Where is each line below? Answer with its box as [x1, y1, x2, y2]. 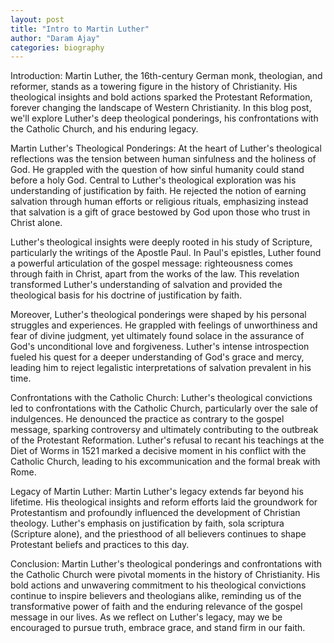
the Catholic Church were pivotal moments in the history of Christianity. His [10, 569, 321, 581]
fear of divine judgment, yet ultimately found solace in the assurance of [10, 330, 305, 342]
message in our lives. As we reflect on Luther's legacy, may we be [10, 611, 283, 623]
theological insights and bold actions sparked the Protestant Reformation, [10, 91, 313, 103]
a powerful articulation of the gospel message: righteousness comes [10, 257, 293, 270]
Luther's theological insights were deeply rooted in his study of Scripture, [10, 236, 313, 248]
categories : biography [10, 42, 105, 53]
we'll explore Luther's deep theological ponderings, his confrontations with [10, 112, 319, 125]
